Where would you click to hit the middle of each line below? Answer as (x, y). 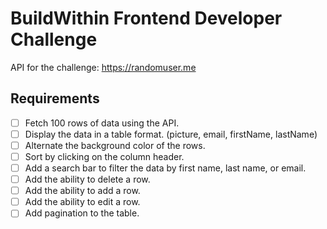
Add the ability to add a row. (82, 191)
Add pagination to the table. (82, 213)
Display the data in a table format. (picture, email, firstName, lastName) (171, 134)
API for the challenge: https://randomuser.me (103, 67)
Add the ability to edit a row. (82, 202)
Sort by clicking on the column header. (104, 156)
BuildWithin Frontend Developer (146, 18)
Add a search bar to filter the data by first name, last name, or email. (165, 168)
